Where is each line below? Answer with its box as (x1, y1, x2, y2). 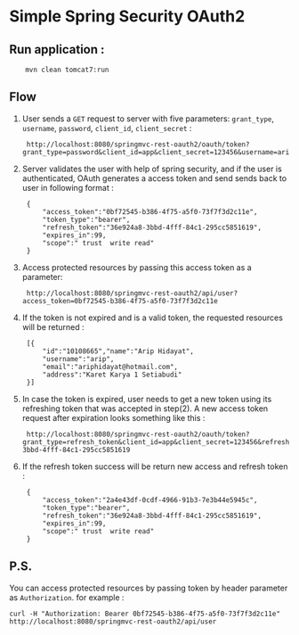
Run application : (9, 42, 105, 57)
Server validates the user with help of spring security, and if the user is (21, 163, 282, 174)
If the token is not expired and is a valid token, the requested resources (21, 312, 283, 323)
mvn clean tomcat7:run (25, 65, 109, 74)
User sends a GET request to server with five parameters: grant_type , (21, 113, 274, 124)
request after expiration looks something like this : (21, 412, 206, 423)
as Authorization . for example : (9, 591, 125, 603)
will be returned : (21, 321, 85, 332)
